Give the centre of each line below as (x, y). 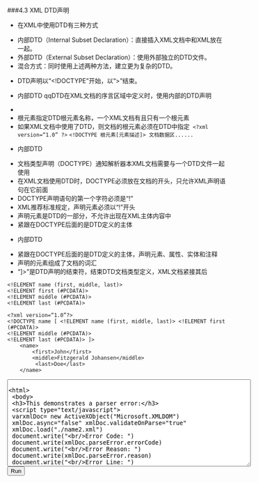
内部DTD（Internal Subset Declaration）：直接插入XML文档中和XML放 (117, 40)
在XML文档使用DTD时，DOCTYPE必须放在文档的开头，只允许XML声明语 (121, 181)
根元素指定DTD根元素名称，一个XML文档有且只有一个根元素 (103, 118)
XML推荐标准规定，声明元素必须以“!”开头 (76, 207)
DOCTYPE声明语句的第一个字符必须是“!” (75, 198)
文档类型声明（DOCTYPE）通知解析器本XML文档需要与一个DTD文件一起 (121, 163)
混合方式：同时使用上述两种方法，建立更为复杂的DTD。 (97, 66)
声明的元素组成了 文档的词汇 (57, 263)
